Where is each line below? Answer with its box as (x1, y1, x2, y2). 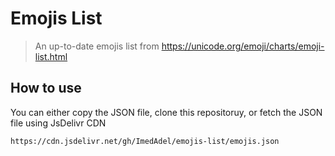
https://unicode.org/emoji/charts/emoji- (161, 40, 325, 52)
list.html (34, 50, 68, 62)
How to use (10, 80, 82, 97)
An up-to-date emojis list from (34, 40, 160, 52)
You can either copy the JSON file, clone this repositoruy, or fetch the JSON (10, 106, 323, 118)
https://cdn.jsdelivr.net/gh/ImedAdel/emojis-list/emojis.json (10, 136, 280, 146)
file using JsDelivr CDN (10, 117, 107, 129)
